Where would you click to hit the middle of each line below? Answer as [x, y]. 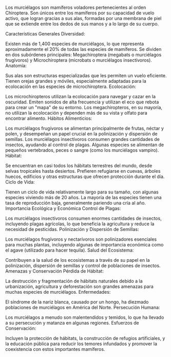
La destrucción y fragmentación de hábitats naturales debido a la [74, 281]
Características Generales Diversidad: [45, 34]
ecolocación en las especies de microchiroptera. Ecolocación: [71, 86]
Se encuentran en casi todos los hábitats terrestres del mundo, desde [79, 166]
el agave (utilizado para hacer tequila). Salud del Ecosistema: [70, 250]
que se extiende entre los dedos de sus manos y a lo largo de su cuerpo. [82, 24]
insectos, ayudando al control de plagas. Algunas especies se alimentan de [85, 145]
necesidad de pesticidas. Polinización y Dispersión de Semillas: [72, 229]
